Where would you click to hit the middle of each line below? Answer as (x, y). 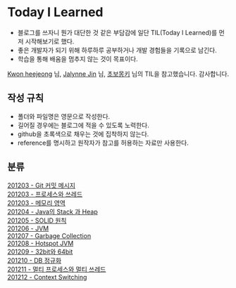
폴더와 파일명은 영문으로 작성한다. (64, 116)
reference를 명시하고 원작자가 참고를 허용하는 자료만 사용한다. (103, 143)
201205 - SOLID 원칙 (37, 220)
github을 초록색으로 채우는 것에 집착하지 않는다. (83, 133)
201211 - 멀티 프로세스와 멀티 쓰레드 (57, 269)
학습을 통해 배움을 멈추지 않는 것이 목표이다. (78, 59)
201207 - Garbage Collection (49, 235)
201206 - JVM (28, 228)
